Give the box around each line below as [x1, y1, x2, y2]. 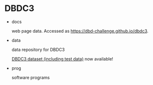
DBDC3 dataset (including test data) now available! [11, 56, 113, 61]
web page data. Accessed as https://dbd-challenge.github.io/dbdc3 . [11, 28, 149, 34]
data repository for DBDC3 [11, 47, 65, 52]
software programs [11, 74, 50, 80]
